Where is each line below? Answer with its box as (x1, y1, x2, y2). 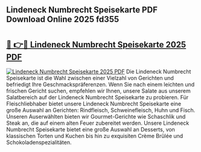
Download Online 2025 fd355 (6, 15, 120, 25)
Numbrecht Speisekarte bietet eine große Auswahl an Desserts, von (6, 126, 175, 133)
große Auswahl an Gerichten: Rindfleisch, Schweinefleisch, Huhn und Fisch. (6, 107, 196, 114)
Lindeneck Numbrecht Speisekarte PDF (6, 5, 158, 15)
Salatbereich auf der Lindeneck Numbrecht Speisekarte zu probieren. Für (6, 94, 189, 101)
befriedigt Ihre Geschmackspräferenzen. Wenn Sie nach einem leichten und (6, 81, 195, 88)
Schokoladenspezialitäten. (6, 139, 72, 146)
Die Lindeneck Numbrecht (126, 68, 191, 75)
